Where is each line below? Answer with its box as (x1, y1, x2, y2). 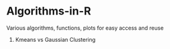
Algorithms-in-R (6, 4, 92, 18)
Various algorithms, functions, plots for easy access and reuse (6, 24, 164, 31)
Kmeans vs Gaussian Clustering (15, 36, 96, 43)
